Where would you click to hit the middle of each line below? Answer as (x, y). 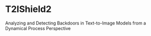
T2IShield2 (28, 9)
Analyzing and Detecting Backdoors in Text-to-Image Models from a (76, 23)
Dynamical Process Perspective (38, 28)
